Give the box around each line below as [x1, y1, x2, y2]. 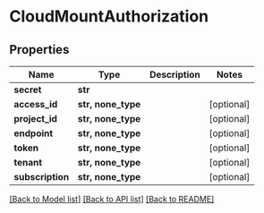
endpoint [13, 127, 54, 140]
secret [13, 83, 42, 96]
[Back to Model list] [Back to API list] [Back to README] [9, 194, 215, 204]
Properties [9, 42, 70, 57]
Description [149, 69, 201, 81]
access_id [13, 98, 58, 110]
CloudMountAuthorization [9, 6, 209, 27]
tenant [13, 157, 43, 168]
